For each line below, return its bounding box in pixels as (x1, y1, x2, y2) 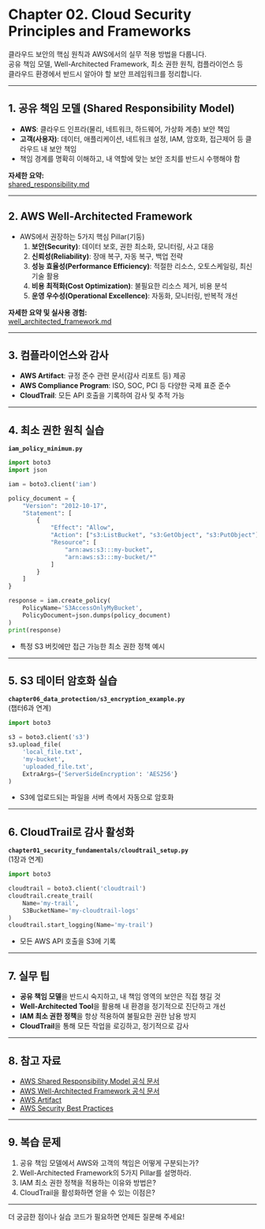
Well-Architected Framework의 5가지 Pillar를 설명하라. (19, 1167, 192, 1177)
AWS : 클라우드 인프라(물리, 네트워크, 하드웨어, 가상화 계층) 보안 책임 (19, 124, 230, 133)
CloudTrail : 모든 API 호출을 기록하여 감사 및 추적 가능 (19, 390, 185, 400)
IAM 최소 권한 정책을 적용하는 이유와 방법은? (19, 1178, 156, 1187)
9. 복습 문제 (8, 1136, 62, 1149)
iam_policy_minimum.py (8, 445, 83, 453)
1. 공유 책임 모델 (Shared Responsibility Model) (8, 102, 235, 115)
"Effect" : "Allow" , (50, 524, 114, 532)
